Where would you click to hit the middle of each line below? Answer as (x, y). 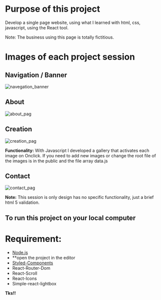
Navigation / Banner (36, 75)
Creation (19, 129)
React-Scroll (25, 273)
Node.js (20, 252)
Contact (18, 176)
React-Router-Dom (31, 268)
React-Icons (24, 278)
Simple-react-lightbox (34, 283)
